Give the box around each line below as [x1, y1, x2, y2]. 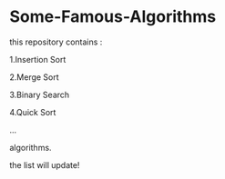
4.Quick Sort [9, 106, 56, 117]
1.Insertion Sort [9, 54, 66, 65]
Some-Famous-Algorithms [9, 6, 217, 27]
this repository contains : [9, 36, 103, 47]
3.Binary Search [9, 89, 70, 100]
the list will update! [9, 159, 80, 170]
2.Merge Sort [9, 71, 59, 83]
